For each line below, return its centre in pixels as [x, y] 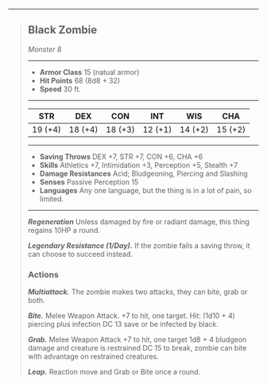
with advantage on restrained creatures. [93, 357]
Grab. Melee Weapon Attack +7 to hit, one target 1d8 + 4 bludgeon [137, 339]
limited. [52, 199]
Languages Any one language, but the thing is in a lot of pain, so [145, 190]
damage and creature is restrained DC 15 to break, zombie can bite [137, 348]
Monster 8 [44, 49]
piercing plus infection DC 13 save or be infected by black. [123, 324]
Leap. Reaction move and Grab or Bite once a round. [114, 372]
